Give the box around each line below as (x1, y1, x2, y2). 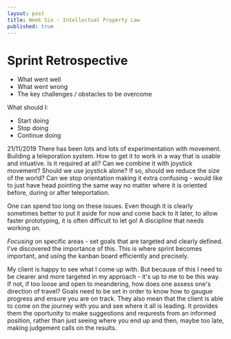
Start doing (17, 116, 50, 125)
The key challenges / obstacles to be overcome (17, 90, 152, 99)
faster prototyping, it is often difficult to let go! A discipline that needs (7, 216, 205, 225)
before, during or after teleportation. (7, 189, 110, 197)
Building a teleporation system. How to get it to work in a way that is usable (7, 152, 221, 161)
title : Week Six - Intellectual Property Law (7, 17, 140, 23)
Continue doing (17, 132, 61, 140)
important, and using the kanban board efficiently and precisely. (7, 252, 190, 260)
